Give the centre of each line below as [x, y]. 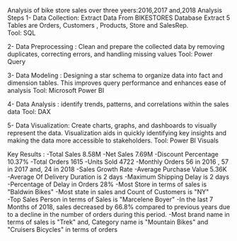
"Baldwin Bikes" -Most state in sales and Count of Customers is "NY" [108, 192]
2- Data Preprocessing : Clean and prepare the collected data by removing [116, 46]
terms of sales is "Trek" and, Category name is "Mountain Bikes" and [108, 222]
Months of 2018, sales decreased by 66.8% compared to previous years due [119, 207]
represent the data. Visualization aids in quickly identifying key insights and [117, 133]
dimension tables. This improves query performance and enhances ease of [117, 83]
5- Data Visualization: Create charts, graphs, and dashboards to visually [112, 125]
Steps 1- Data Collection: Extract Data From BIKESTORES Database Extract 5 [119, 18]
